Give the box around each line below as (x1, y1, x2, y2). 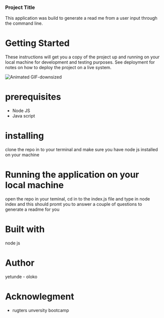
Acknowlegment (5, 291, 74, 302)
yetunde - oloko (5, 274, 38, 279)
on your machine (5, 152, 40, 158)
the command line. (5, 20, 43, 26)
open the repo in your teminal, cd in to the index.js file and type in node (5, 196, 150, 202)
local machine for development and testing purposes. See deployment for (5, 59, 155, 65)
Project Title (5, 4, 36, 11)
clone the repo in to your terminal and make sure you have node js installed (5, 147, 158, 153)
